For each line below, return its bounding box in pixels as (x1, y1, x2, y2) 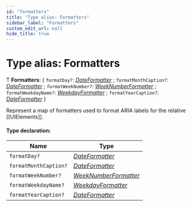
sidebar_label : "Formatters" (6, 20, 79, 26)
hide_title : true (6, 31, 50, 37)
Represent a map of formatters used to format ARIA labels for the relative (6, 107, 187, 114)
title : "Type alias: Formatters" (6, 14, 90, 20)
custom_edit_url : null (6, 25, 63, 32)
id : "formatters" (6, 8, 50, 15)
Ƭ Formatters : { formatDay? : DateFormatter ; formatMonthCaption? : (6, 76, 169, 84)
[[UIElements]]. (6, 113, 44, 121)
